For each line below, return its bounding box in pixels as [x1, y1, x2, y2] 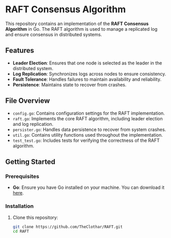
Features [5, 46, 34, 55]
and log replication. [12, 121, 54, 127]
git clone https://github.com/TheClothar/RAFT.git [12, 224, 123, 229]
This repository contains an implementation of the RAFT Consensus [5, 20, 149, 27]
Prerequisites [5, 172, 39, 180]
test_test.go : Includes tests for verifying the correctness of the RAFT [12, 137, 160, 143]
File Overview [5, 96, 50, 105]
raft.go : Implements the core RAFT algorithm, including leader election [12, 115, 163, 121]
